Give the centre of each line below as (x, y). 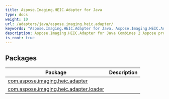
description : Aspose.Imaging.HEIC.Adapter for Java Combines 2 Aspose (81, 33)
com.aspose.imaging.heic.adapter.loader (56, 89)
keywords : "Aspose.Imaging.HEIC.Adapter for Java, (59, 29)
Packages (21, 58)
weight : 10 (17, 19)
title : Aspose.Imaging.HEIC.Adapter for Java (54, 10)
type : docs (17, 15)
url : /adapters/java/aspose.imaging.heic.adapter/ (59, 24)
